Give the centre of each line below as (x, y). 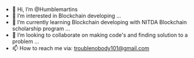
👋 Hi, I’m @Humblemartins (45, 9)
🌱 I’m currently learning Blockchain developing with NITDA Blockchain (99, 22)
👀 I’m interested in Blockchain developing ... (66, 16)
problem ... (25, 41)
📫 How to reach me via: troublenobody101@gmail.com (81, 48)
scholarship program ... (41, 28)
